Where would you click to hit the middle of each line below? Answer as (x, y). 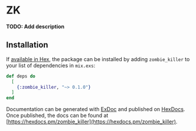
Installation (27, 45)
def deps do (21, 76)
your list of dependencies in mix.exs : (51, 65)
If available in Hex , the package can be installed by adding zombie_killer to (98, 59)
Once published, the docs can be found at (57, 116)
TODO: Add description (35, 26)
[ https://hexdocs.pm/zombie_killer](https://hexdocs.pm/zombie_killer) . (92, 122)
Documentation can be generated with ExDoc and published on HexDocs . (96, 109)
